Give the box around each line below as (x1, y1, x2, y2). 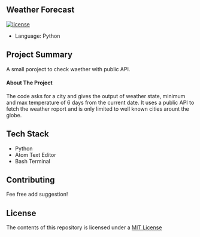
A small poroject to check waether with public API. (6, 65, 131, 72)
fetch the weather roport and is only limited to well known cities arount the (6, 105, 190, 113)
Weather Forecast (6, 5, 75, 15)
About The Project (6, 79, 53, 86)
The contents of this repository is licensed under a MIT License (6, 224, 162, 231)
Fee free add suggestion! (6, 191, 68, 198)
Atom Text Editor (14, 151, 56, 158)
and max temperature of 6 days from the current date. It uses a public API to (6, 99, 195, 106)
